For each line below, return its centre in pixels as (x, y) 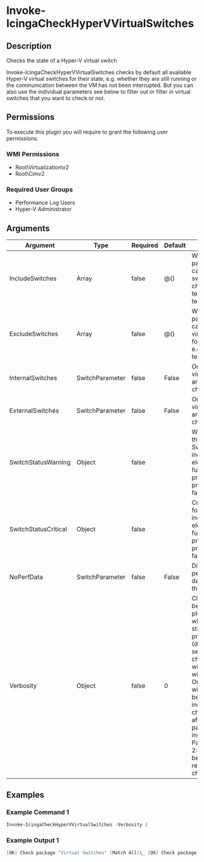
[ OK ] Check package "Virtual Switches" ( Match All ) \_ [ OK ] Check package (102, 853)
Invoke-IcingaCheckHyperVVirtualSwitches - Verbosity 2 (77, 824)
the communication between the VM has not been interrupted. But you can (100, 85)
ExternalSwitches (34, 411)
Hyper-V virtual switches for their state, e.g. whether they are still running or (102, 79)
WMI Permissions (33, 154)
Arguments (28, 228)
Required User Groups (40, 190)
